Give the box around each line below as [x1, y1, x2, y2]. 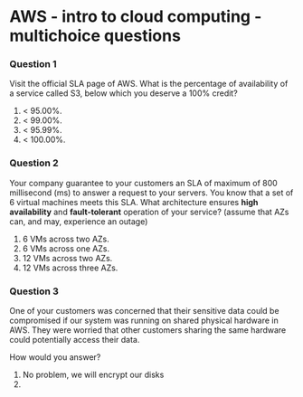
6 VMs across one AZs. [22, 242, 110, 254]
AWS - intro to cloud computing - [9, 6, 262, 27]
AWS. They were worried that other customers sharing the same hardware [9, 325, 287, 336]
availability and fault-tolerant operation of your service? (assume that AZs [9, 206, 289, 217]
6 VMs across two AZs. [22, 233, 110, 244]
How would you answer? [9, 352, 101, 363]
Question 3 [9, 285, 59, 298]
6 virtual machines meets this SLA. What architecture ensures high [9, 196, 259, 207]
